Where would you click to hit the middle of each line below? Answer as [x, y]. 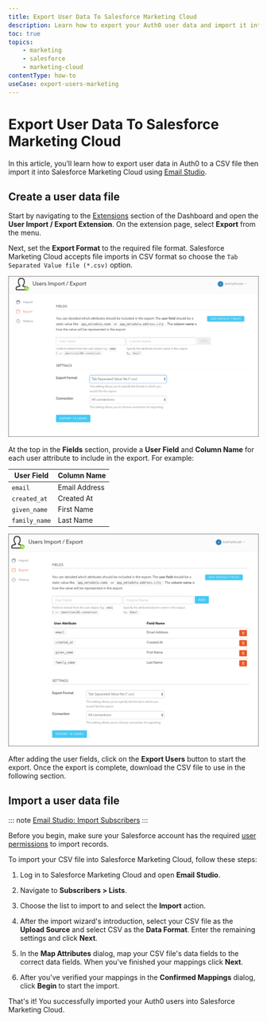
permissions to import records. [59, 844]
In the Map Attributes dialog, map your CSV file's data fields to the [129, 953]
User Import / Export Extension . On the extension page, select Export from [132, 224]
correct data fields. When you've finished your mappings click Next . [132, 962]
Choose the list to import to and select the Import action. [113, 905]
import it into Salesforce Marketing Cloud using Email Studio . [108, 172]
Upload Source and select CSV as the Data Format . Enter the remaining [137, 929]
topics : [21, 42]
